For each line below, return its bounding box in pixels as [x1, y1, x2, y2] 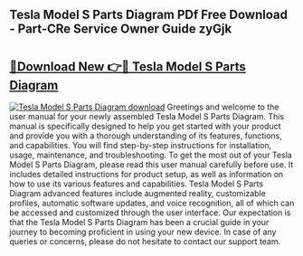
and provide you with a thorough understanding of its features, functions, [9, 130, 283, 141]
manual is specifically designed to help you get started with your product [9, 121, 282, 131]
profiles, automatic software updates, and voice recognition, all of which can [9, 198, 295, 208]
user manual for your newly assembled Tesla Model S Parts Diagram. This [9, 111, 285, 121]
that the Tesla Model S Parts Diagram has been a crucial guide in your [9, 217, 270, 227]
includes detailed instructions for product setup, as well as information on [9, 169, 284, 179]
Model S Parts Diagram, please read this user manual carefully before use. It [9, 159, 294, 170]
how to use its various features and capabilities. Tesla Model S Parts [9, 178, 264, 189]
